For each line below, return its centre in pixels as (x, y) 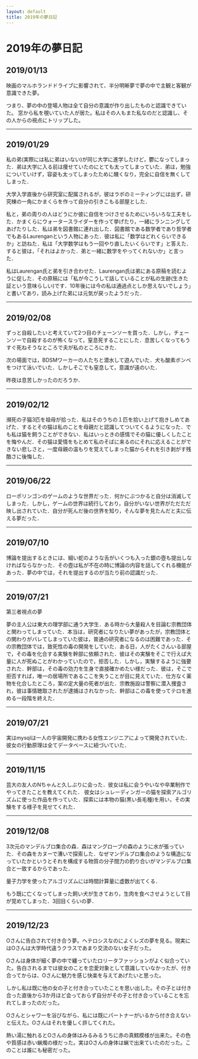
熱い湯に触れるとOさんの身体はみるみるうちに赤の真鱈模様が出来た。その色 (98, 1035)
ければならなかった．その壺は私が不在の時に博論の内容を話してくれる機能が (99, 565)
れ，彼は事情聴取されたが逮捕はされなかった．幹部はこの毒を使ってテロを (96, 691)
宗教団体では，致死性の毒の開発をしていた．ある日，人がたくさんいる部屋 (101, 647)
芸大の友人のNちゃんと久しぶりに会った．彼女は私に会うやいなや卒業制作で (98, 785)
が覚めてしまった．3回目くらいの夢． (52, 901)
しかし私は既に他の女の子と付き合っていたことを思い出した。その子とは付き (99, 987)
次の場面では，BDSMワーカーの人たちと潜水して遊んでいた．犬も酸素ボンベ (99, 360)
